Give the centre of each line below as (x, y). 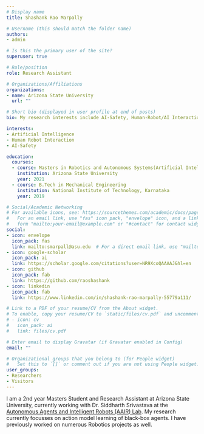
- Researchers (24, 376)
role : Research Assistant (39, 73)
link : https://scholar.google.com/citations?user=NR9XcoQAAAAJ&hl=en (101, 264)
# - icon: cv (23, 320)
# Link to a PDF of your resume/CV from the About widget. (83, 308)
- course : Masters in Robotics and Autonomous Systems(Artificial (97, 168)
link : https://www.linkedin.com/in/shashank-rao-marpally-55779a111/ (101, 298)
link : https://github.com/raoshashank (61, 280)
